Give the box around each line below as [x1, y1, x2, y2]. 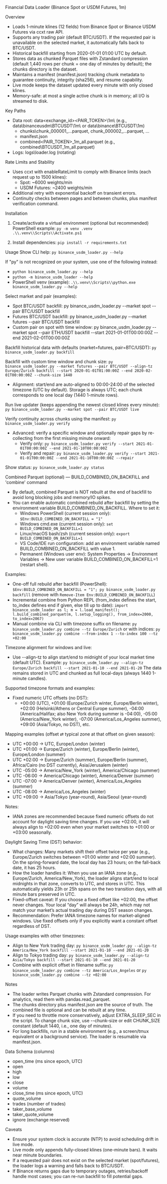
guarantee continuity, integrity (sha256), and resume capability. [12, 77, 144, 83]
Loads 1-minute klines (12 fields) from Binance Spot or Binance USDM [12, 24, 156, 30]
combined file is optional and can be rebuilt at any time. [12, 1007, 127, 1013]
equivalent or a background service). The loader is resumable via [12, 1033, 147, 1039]
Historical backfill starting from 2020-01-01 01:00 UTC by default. [12, 50, 147, 56]
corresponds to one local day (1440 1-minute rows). [12, 392, 119, 398]
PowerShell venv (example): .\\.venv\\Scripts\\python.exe [12, 279, 136, 285]
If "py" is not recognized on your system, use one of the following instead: [5, 259, 158, 265]
